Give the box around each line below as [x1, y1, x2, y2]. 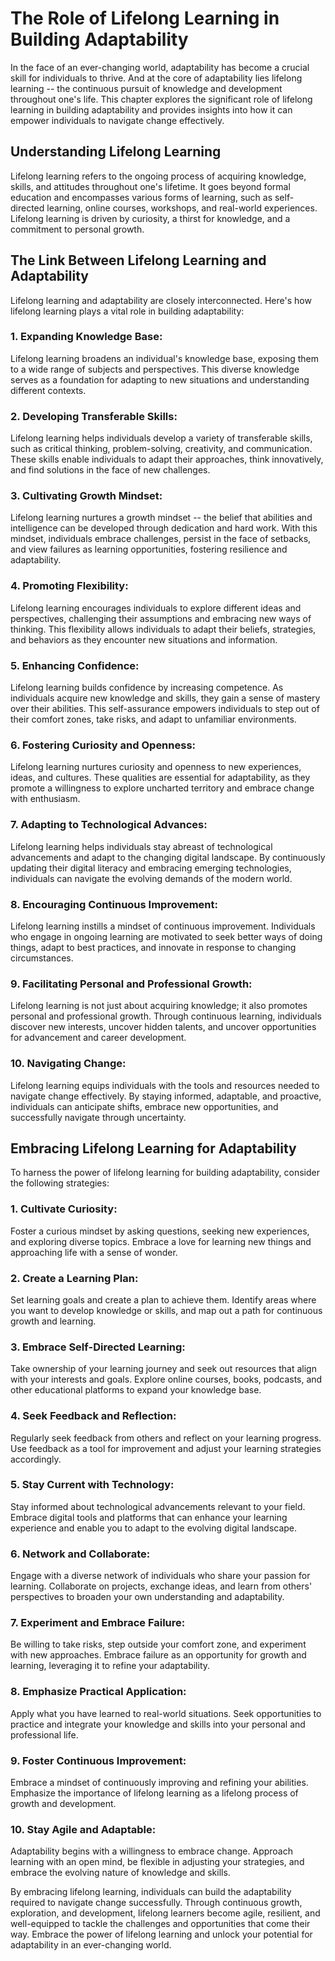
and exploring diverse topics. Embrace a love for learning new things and [10, 1235, 312, 1247]
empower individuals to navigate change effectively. [10, 114, 225, 126]
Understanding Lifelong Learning [10, 143, 222, 161]
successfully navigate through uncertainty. [10, 1111, 187, 1123]
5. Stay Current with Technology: [10, 1478, 175, 1492]
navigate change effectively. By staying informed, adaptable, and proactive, [10, 1090, 322, 1102]
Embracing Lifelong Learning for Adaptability [10, 1140, 297, 1157]
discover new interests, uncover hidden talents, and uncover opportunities [10, 1021, 317, 1033]
